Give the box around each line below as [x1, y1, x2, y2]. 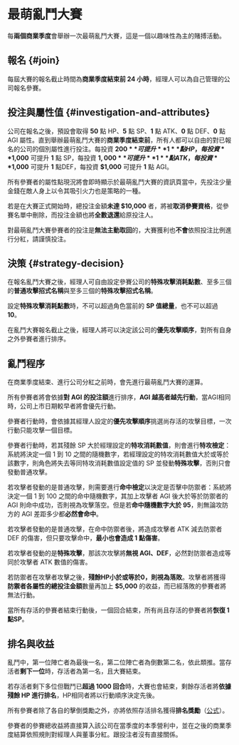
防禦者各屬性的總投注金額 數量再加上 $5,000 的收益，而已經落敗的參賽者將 [7, 582, 227, 590]
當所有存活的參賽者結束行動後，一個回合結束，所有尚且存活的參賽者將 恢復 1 [7, 606, 230, 615]
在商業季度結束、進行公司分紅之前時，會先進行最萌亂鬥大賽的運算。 [7, 378, 207, 386]
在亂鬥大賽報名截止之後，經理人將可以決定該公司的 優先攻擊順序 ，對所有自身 [7, 326, 232, 334]
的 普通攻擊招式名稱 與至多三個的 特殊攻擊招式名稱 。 [7, 287, 157, 295]
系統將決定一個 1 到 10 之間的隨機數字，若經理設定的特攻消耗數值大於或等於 [7, 450, 229, 458]
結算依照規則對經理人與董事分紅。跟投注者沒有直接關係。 [13, 730, 182, 739]
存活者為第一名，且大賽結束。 [56, 667, 144, 675]
